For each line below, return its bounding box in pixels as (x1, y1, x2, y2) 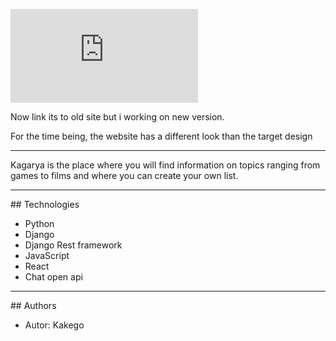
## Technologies (10, 199, 80, 210)
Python (24, 218, 55, 229)
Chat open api (24, 271, 83, 283)
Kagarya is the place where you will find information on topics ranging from (10, 159, 321, 171)
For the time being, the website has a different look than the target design (10, 130, 313, 142)
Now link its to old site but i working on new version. (10, 111, 225, 123)
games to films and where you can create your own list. (10, 170, 239, 181)
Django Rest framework (24, 239, 123, 251)
